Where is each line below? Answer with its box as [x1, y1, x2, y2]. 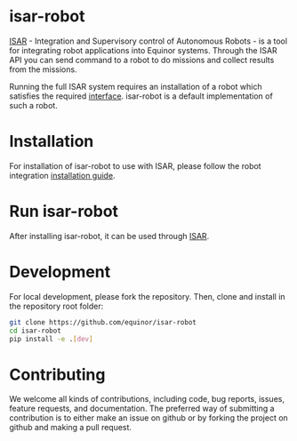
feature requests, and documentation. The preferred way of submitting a [9, 403, 275, 414]
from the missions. [9, 64, 77, 75]
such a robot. [9, 100, 58, 110]
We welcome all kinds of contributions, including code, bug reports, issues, [9, 394, 285, 405]
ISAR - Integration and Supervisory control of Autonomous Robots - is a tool [9, 36, 287, 46]
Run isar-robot [9, 202, 118, 221]
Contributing [9, 365, 106, 384]
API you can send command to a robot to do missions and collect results [9, 54, 275, 65]
